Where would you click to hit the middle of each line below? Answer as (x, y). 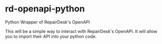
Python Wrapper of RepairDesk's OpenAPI (47, 22)
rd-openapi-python (45, 9)
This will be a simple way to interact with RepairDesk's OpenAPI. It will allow (81, 31)
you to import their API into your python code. (51, 36)
